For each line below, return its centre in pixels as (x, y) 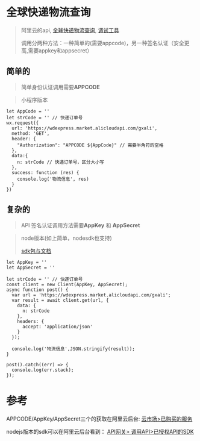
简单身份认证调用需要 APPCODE (61, 87)
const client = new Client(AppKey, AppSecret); (67, 284)
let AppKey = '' (27, 262)
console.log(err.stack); (43, 370)
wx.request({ (23, 123)
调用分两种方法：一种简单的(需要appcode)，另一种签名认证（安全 (103, 43)
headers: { (31, 321)
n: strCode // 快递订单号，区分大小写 (61, 162)
